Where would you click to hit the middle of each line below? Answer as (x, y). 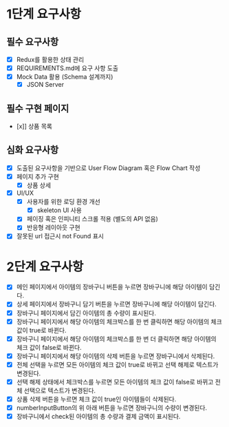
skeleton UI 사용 (59, 210)
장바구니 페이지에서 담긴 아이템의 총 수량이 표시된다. (86, 313)
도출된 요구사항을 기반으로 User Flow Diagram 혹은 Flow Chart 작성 (108, 168)
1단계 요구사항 (44, 14)
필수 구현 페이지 (38, 108)
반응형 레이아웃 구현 (53, 227)
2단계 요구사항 (45, 267)
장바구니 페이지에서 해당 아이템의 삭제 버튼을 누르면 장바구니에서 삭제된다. (116, 356)
